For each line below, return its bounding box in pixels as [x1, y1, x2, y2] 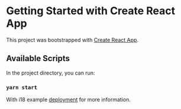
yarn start [6, 84, 37, 91]
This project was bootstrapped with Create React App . [6, 36, 139, 43]
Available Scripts [6, 53, 70, 63]
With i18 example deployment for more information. [6, 96, 131, 103]
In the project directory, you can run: [6, 69, 95, 76]
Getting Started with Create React [6, 4, 176, 18]
